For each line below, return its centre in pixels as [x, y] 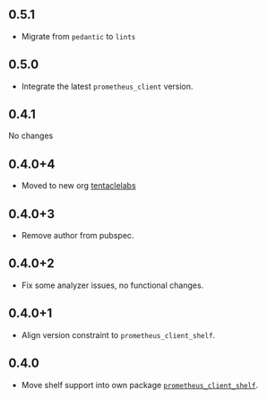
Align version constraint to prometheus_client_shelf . [118, 334]
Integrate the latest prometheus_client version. [107, 86]
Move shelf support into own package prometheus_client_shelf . [140, 385]
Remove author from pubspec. [78, 236]
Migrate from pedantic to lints [78, 36]
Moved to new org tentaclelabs [78, 186]
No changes [31, 136]
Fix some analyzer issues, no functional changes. [112, 285]
